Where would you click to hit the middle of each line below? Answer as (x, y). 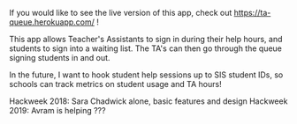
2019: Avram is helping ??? (57, 110)
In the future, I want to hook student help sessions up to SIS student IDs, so (146, 75)
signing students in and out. (60, 58)
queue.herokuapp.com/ (52, 22)
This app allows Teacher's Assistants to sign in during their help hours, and (146, 39)
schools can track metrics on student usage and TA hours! (116, 84)
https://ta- (252, 13)
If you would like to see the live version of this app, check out (121, 13)
